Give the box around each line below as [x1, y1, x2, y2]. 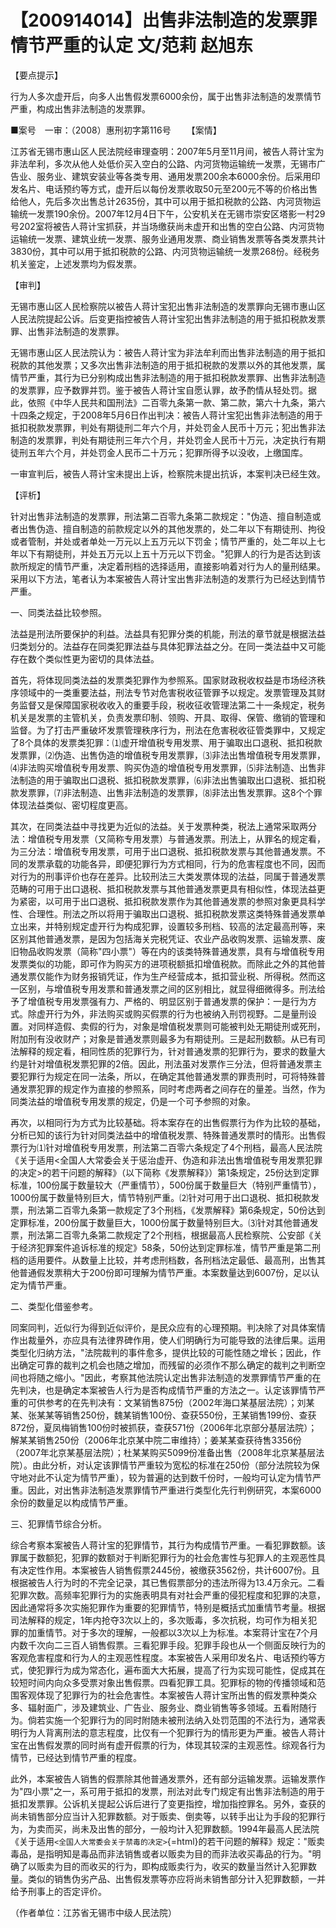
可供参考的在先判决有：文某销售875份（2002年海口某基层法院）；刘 [27, 1396, 307, 1408]
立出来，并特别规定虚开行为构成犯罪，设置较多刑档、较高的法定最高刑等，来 [10, 920, 326, 932]
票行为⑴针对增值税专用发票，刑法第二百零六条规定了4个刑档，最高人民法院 [10, 1141, 323, 1153]
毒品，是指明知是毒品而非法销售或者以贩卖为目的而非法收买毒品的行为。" [10, 1847, 313, 1860]
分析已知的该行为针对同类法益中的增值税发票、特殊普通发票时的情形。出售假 [10, 1129, 326, 1141]
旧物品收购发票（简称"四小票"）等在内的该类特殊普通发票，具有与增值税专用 [10, 945, 326, 957]
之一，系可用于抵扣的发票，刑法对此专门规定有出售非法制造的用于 [53, 1785, 326, 1797]
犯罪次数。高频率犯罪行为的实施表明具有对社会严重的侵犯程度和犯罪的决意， [10, 1589, 326, 1601]
